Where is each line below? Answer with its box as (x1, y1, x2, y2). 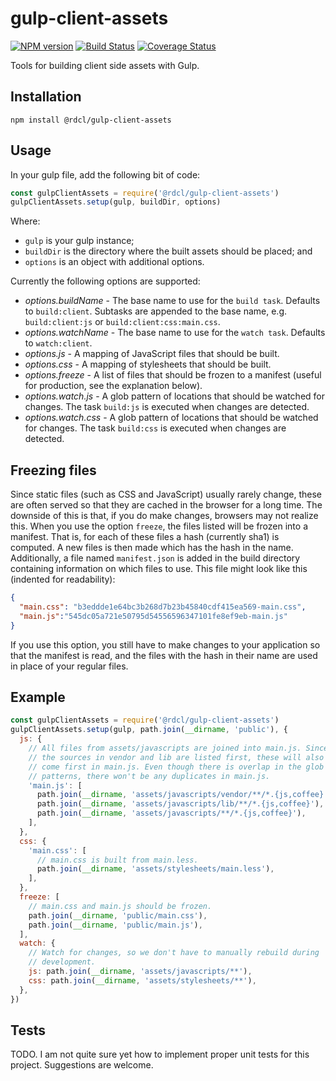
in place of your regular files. (10, 660, 129, 672)
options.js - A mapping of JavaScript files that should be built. (24, 348, 280, 360)
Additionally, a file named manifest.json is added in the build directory (10, 552, 301, 564)
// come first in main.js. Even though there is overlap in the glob (28, 762, 325, 772)
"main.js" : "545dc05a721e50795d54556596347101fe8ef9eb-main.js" (19, 611, 288, 621)
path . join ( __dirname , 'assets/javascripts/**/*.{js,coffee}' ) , (36, 808, 307, 819)
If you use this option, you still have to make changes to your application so (10, 638, 321, 651)
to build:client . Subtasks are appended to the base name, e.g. (24, 305, 288, 317)
